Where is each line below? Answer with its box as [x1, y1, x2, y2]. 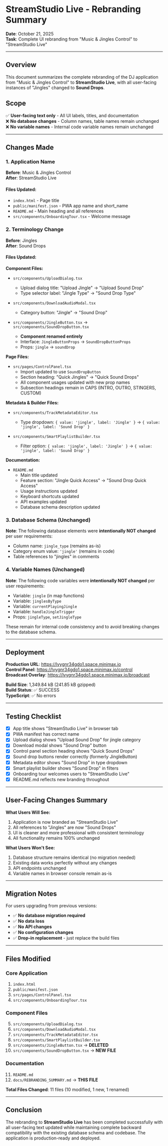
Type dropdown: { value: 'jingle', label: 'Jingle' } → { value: [20, 419, 161, 425]
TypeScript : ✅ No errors [5, 693, 56, 699]
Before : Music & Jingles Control [5, 169, 71, 176]
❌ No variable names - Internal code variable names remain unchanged [5, 124, 154, 130]
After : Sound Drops [5, 243, 46, 249]
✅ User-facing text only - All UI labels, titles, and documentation [5, 112, 139, 118]
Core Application [5, 970, 48, 977]
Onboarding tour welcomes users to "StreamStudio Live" [12, 771, 130, 777]
